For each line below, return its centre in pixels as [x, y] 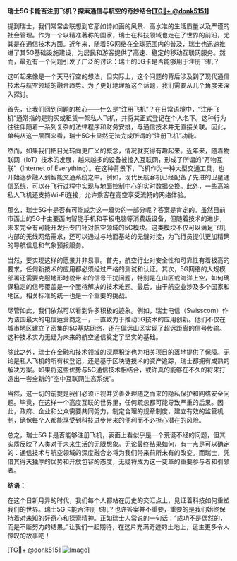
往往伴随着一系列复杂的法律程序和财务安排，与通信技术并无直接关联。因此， [119, 127]
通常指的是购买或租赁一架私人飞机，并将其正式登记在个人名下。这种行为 [122, 118]
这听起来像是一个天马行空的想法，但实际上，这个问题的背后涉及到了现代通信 [119, 76]
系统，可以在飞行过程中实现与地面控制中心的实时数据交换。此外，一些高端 [121, 186]
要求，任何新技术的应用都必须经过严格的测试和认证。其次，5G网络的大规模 [116, 269]
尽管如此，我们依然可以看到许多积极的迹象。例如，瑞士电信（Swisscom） [115, 311]
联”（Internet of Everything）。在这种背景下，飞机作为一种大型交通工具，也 [116, 168]
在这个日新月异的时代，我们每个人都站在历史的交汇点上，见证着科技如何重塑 [119, 500]
